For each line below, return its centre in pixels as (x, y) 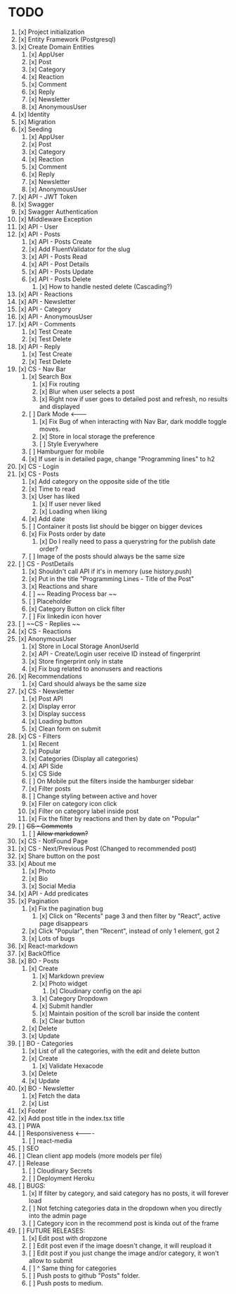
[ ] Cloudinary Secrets (60, 1171)
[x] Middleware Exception (55, 219)
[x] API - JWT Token (48, 196)
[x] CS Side (45, 774)
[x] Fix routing (59, 384)
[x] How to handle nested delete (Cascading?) (106, 286)
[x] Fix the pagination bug (66, 908)
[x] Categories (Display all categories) (84, 758)
